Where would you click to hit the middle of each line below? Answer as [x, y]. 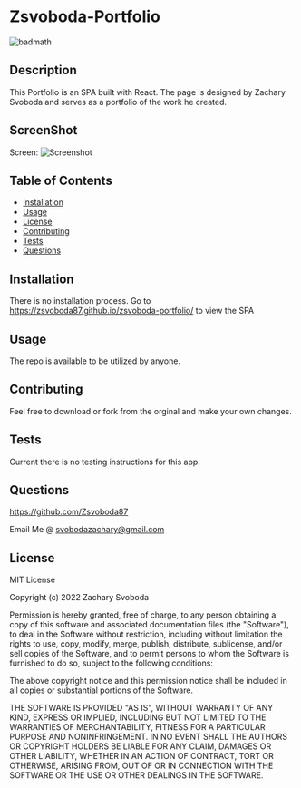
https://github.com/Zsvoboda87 [69, 512]
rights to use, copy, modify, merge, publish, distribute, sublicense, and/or [146, 644]
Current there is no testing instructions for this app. [105, 462]
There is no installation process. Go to [80, 301]
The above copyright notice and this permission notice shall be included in [148, 681]
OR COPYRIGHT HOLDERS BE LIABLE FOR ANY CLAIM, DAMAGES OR [141, 746]
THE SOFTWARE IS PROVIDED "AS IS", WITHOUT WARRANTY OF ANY [141, 708]
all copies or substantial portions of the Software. [101, 690]
